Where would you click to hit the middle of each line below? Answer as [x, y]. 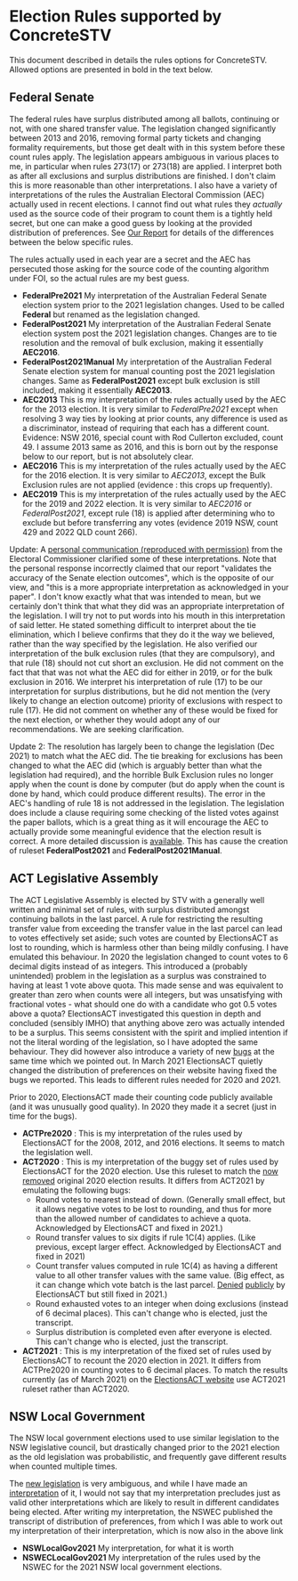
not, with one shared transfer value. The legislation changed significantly [143, 128]
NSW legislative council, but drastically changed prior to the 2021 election [145, 1447]
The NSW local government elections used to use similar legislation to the [145, 1438]
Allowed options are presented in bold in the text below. [111, 69]
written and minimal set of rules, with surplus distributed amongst [129, 909]
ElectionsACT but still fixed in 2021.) [101, 1294]
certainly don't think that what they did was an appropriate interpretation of [147, 606]
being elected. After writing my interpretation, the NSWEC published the [141, 1512]
